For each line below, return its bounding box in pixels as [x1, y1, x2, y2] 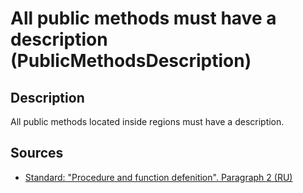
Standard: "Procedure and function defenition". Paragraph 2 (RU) [24, 171, 293, 183]
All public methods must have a [10, 7, 277, 30]
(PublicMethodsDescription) [10, 50, 252, 72]
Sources [10, 145, 64, 162]
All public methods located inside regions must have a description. [10, 116, 285, 127]
